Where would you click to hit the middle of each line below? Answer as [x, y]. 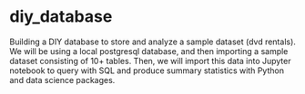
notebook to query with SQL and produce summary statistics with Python [147, 70]
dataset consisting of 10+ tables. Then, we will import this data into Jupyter [150, 61]
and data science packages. [62, 80]
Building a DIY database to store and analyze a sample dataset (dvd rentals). [152, 42]
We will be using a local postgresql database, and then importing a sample [149, 51]
